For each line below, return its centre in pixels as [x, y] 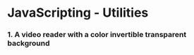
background [29, 43]
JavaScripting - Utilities [78, 13]
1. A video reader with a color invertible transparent [97, 35]
